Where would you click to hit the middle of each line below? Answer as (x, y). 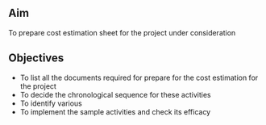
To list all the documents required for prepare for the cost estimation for (139, 77)
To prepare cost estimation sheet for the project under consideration (122, 32)
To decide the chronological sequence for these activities (115, 94)
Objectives (36, 58)
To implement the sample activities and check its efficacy (115, 111)
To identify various (51, 103)
